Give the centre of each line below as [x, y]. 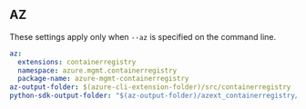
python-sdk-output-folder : [61, 96]
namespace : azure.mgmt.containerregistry [97, 70]
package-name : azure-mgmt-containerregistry [103, 79]
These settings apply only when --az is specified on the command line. [143, 36]
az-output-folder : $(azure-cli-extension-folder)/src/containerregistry [150, 87]
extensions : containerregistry [77, 62]
